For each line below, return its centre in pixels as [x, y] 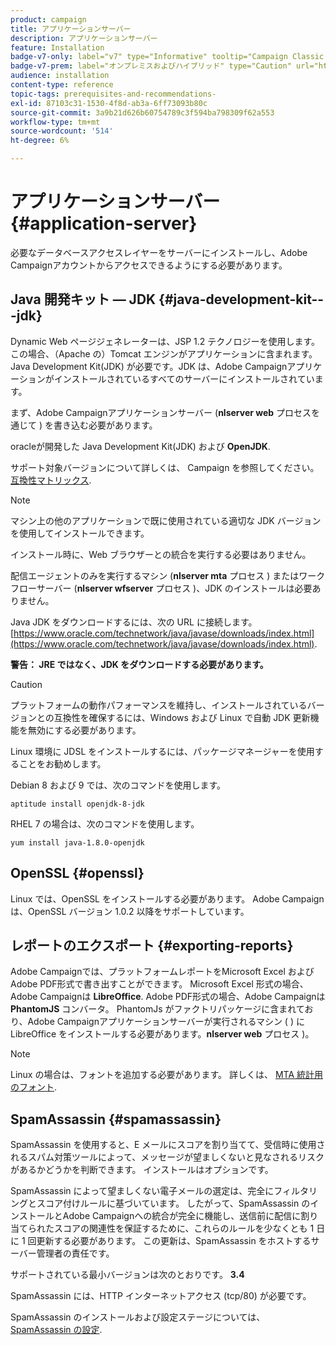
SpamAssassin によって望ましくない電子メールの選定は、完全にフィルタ [160, 1191]
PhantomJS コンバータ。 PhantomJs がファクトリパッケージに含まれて [157, 1009]
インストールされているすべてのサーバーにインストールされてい [184, 378]
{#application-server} [104, 223]
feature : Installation [57, 47]
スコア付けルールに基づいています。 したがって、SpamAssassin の [173, 1203]
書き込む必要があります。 [105, 425]
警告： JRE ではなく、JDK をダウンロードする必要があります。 [139, 664]
